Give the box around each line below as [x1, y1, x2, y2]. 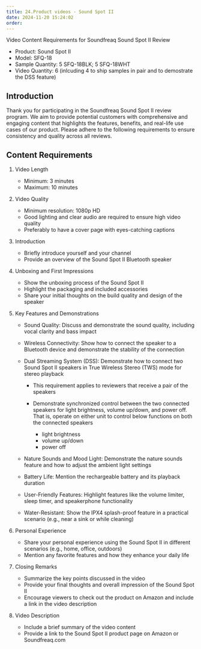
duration [23, 480, 45, 486]
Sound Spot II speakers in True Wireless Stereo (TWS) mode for [23, 364, 182, 371]
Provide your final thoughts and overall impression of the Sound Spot [23, 581, 195, 588]
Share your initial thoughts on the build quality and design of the [23, 292, 183, 299]
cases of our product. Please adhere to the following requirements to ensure [6, 126, 195, 133]
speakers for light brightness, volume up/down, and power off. [32, 406, 187, 413]
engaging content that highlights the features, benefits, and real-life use [6, 119, 184, 127]
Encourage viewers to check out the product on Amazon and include [23, 594, 194, 601]
